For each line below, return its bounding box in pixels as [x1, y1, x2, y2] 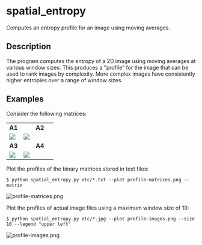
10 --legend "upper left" [6, 221, 71, 227]
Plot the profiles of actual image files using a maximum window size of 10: [6, 204, 189, 211]
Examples [6, 94, 44, 104]
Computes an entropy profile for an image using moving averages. [6, 24, 171, 31]
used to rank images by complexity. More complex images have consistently [6, 70, 195, 77]
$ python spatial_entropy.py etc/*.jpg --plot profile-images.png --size [6, 216, 195, 222]
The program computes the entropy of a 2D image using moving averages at [6, 57, 196, 64]
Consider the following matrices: [6, 110, 87, 117]
